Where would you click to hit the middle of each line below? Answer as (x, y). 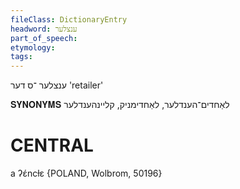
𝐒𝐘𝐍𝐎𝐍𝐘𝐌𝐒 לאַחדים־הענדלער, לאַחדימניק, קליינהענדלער (120, 105)
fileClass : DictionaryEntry (69, 19)
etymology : (33, 47)
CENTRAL (52, 145)
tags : (21, 57)
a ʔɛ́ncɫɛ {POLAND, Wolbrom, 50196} (86, 173)
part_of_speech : (44, 38)
